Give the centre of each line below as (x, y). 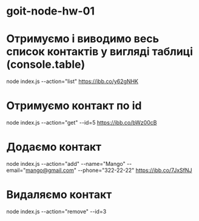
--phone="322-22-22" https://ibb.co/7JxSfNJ (135, 170)
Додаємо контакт (54, 147)
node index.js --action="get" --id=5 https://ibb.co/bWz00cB (82, 123)
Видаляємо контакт (59, 195)
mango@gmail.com (49, 170)
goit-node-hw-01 (51, 11)
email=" (16, 170)
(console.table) (46, 64)
